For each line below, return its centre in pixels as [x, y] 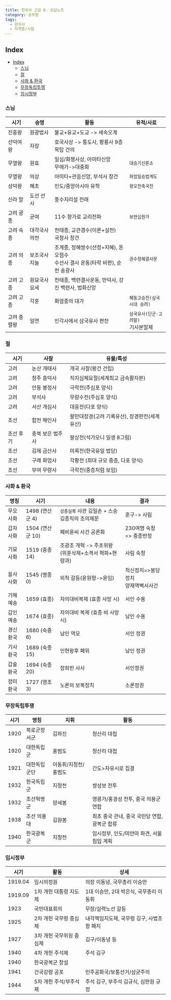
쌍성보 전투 [105, 786]
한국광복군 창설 [51, 963]
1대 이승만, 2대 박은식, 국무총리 [121, 892]
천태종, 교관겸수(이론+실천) [85, 230]
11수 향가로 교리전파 [78, 217]
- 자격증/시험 [22, 29]
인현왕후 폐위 [75, 650]
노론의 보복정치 [77, 685]
